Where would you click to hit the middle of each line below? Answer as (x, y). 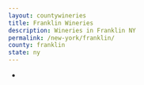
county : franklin (37, 45)
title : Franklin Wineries (51, 23)
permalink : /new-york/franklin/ (61, 38)
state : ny (25, 52)
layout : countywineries (47, 15)
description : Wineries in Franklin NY (72, 30)
